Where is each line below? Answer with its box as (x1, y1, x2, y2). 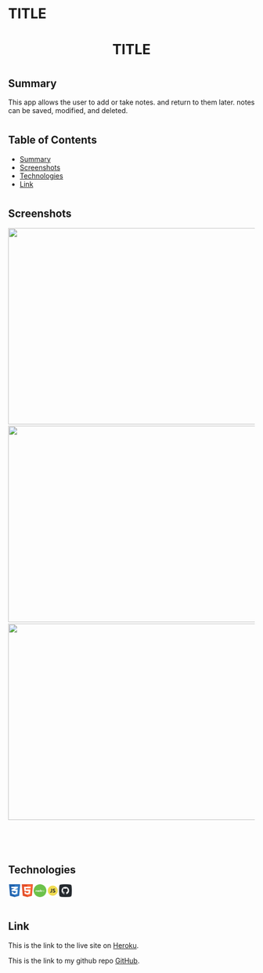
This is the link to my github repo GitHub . (8, 956, 140, 965)
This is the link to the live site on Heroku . (8, 940, 139, 950)
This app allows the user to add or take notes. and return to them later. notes (8, 97, 255, 107)
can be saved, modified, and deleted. (8, 105, 128, 115)
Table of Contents (8, 134, 98, 147)
